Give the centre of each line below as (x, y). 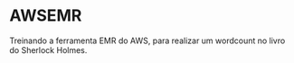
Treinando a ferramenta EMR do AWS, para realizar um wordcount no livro (147, 40)
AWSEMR (46, 16)
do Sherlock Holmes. (48, 49)
